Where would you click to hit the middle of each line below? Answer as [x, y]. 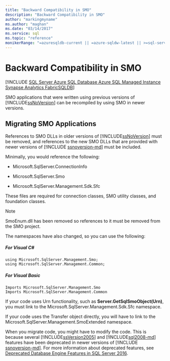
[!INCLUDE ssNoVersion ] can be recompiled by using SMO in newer [75, 102]
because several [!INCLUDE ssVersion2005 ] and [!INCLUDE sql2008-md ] [80, 337]
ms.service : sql [22, 33]
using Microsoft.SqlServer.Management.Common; [55, 264]
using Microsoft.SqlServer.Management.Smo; [52, 260]
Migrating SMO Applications [51, 124]
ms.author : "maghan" [27, 24]
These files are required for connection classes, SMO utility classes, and [81, 196]
